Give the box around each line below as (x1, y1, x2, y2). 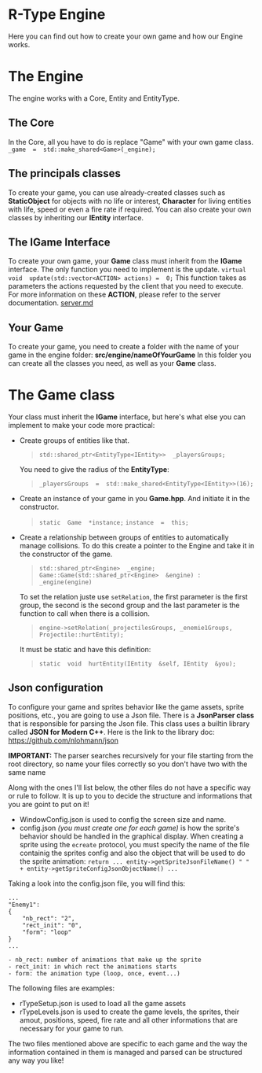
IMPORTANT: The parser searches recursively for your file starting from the (8, 750, 253, 760)
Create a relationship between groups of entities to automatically (19, 533, 229, 542)
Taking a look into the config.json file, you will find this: (8, 879, 186, 888)
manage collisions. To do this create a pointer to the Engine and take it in (19, 541, 255, 551)
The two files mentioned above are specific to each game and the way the (8, 1038, 248, 1048)
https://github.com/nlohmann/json (8, 736, 119, 745)
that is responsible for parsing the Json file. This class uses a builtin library (8, 718, 250, 728)
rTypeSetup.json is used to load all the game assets (19, 998, 187, 1008)
